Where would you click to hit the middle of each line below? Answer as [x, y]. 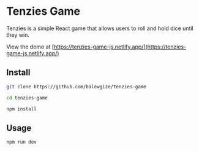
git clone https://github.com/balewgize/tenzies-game [77, 87]
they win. [18, 34]
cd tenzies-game [27, 98]
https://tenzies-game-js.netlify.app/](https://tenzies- [120, 47]
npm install [21, 109]
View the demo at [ [30, 47]
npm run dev [21, 142]
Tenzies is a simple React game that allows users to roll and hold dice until [100, 28]
